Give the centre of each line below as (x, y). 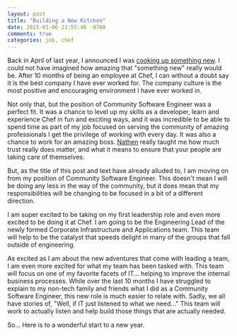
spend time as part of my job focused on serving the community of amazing (118, 127)
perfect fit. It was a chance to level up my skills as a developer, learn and (113, 112)
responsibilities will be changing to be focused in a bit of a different (105, 194)
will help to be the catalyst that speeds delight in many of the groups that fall (119, 237)
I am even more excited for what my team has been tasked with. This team (116, 266)
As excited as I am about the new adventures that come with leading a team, (118, 259)
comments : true (30, 34)
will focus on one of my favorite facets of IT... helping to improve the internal (118, 274)
